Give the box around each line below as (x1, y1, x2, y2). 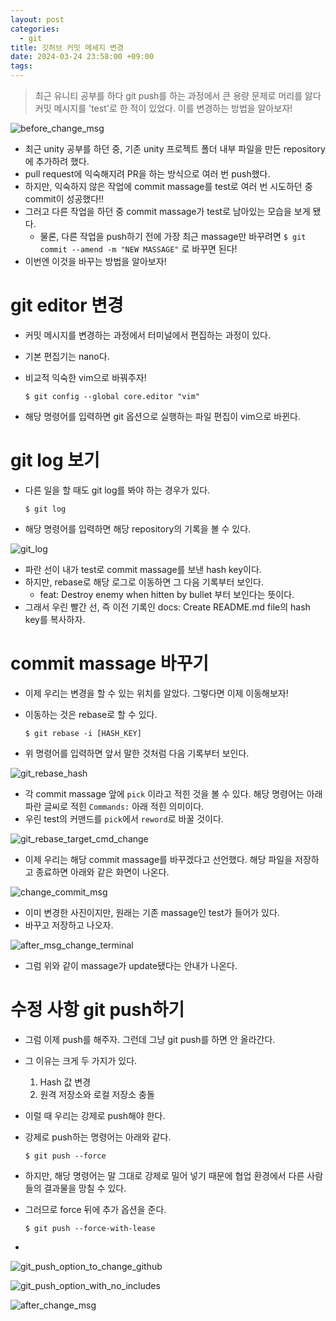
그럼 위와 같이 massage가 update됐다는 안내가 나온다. (24, 959, 238, 971)
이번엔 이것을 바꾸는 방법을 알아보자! (24, 256, 167, 267)
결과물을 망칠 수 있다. (43, 1182, 127, 1194)
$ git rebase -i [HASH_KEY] (24, 728, 142, 738)
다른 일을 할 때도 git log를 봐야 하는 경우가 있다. (24, 484, 211, 496)
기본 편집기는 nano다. (24, 350, 110, 362)
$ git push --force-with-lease (24, 1223, 156, 1233)
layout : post (10, 14, 65, 25)
